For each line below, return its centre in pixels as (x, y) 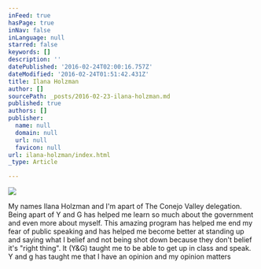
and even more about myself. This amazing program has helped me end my (130, 223)
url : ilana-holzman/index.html (59, 155)
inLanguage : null (37, 37)
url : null (31, 140)
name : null (33, 125)
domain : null (37, 133)
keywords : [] (29, 52)
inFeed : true (29, 15)
